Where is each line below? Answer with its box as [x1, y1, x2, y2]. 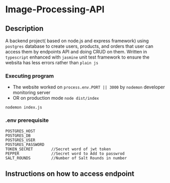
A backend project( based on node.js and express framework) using [5, 38, 149, 44]
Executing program [5, 72, 54, 79]
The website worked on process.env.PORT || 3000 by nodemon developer [12, 84, 165, 90]
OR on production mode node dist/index [12, 95, 99, 101]
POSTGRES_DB [5, 133, 31, 138]
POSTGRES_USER [5, 137, 36, 142]
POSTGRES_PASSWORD [5, 142, 45, 147]
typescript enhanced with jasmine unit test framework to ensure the [5, 54, 150, 60]
